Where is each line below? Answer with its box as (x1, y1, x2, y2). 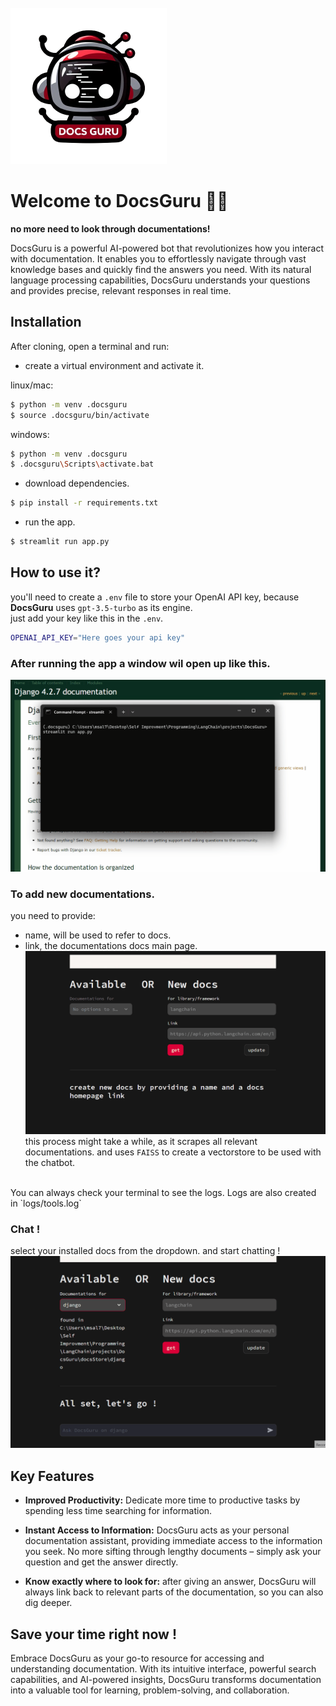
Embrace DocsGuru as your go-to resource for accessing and (10, 1652, 265, 1665)
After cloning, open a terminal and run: (10, 340, 170, 352)
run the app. (24, 516, 76, 528)
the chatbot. (24, 1157, 76, 1169)
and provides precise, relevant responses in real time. (10, 284, 232, 296)
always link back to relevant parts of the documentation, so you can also (24, 1586, 324, 1598)
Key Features (10, 1467, 95, 1485)
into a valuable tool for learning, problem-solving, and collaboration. (10, 1684, 290, 1696)
